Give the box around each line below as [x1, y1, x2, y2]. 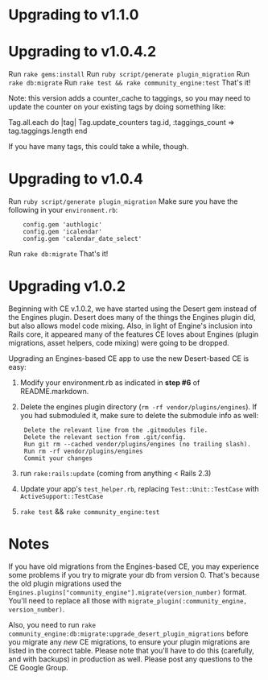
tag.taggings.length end [8, 126, 88, 136]
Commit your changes [23, 454, 93, 462]
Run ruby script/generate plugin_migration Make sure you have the [8, 197, 238, 206]
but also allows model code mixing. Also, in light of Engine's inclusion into [8, 321, 253, 330]
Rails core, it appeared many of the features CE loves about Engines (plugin [8, 330, 259, 339]
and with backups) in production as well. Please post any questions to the [8, 654, 253, 664]
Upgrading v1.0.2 [8, 277, 126, 296]
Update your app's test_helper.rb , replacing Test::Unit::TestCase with [19, 484, 259, 493]
